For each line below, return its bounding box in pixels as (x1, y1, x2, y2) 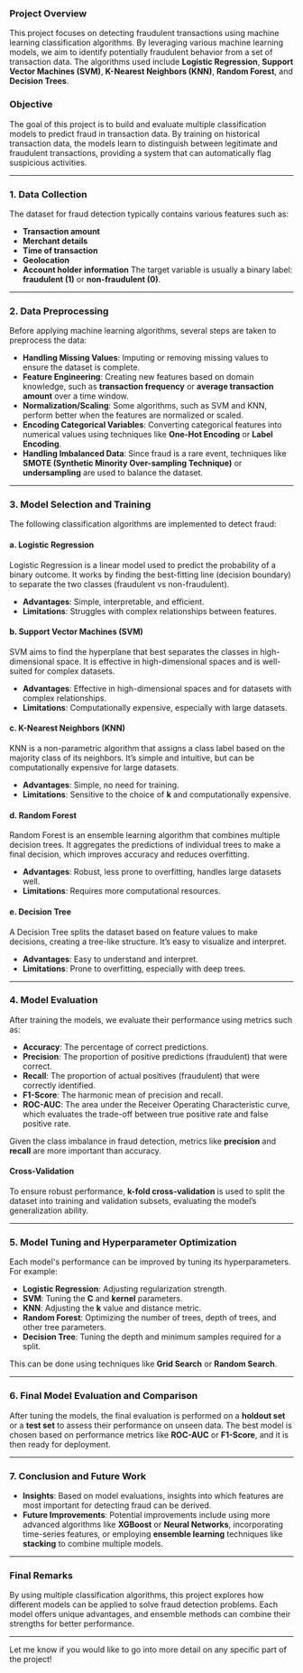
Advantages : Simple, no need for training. (22, 779, 179, 791)
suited (9, 666, 33, 676)
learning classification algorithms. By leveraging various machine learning (9, 37, 284, 48)
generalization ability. (9, 1205, 89, 1216)
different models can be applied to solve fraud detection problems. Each (9, 1599, 278, 1610)
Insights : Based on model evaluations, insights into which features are (22, 1490, 284, 1501)
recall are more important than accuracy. (9, 1144, 162, 1156)
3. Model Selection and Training (9, 499, 151, 511)
